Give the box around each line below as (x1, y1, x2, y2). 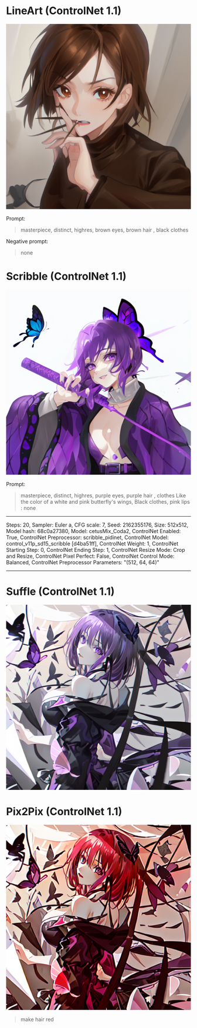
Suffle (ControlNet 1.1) (6, 585, 115, 598)
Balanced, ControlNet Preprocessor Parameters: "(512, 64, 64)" (6, 558, 159, 565)
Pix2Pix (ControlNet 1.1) (6, 805, 123, 818)
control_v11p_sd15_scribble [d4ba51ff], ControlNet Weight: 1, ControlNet (6, 540, 179, 547)
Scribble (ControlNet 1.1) (6, 270, 127, 283)
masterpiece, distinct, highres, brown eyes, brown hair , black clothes (20, 226, 189, 233)
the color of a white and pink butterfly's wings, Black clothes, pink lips (20, 498, 191, 505)
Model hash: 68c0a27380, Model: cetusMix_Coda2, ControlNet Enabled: (6, 527, 181, 534)
